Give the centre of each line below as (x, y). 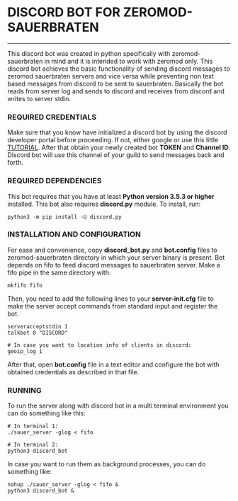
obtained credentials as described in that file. (73, 372)
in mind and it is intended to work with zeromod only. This (129, 61)
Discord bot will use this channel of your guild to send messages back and (116, 155)
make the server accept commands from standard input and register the (113, 306)
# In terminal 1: (33, 426)
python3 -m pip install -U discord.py (64, 217)
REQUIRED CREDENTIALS (52, 117)
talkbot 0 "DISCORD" (38, 333)
